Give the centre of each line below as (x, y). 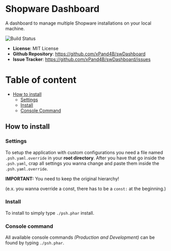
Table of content (41, 80)
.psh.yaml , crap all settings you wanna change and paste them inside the (82, 163)
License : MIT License (36, 48)
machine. (15, 28)
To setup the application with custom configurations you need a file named (84, 152)
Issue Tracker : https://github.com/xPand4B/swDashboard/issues (82, 59)
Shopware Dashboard (52, 9)
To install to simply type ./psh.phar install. (50, 213)
